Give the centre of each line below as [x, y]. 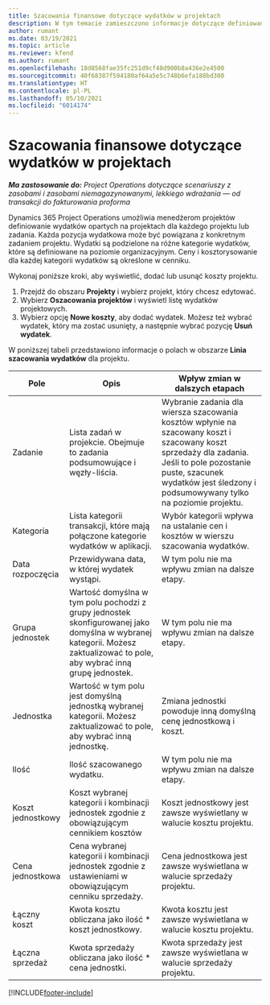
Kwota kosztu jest [195, 909]
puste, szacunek [193, 473]
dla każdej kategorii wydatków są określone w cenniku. [100, 261]
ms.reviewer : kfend [41, 53]
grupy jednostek [100, 613]
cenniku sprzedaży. [106, 896]
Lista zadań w [96, 432]
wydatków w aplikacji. [110, 546]
